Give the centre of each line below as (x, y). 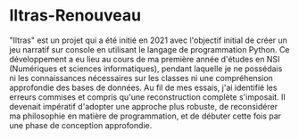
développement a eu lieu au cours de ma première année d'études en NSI (145, 59)
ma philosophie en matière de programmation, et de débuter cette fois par (145, 116)
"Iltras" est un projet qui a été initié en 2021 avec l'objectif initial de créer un (149, 40)
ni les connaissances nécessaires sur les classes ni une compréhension (141, 78)
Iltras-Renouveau (75, 16)
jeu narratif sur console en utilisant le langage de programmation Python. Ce (149, 49)
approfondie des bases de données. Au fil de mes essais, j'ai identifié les (143, 87)
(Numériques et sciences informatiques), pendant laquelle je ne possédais (146, 69)
